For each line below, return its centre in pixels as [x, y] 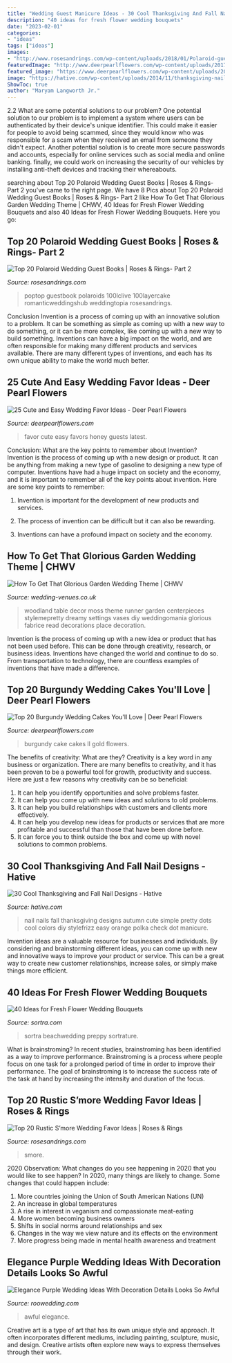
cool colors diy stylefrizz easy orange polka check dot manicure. [116, 928]
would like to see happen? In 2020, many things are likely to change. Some [114, 1175]
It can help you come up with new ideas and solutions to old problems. [118, 800]
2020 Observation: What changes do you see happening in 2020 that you [112, 1168]
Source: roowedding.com [43, 1303]
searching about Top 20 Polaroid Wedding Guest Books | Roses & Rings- [110, 183]
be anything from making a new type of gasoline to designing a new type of [115, 464]
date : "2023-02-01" [35, 26]
